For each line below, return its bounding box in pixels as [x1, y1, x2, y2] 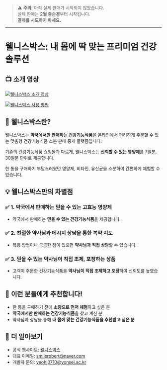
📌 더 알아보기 [5, 333, 43, 341]
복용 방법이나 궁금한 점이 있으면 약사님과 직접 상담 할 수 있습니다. [12, 242, 137, 248]
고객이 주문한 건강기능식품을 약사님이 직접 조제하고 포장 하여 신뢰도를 [12, 268, 145, 274]
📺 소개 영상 [5, 75, 39, 84]
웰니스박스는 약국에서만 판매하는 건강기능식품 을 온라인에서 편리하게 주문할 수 [5, 132, 154, 138]
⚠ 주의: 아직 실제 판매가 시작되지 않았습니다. [17, 5, 104, 10]
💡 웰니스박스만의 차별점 [5, 187, 73, 196]
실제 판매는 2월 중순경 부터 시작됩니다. [17, 11, 90, 17]
